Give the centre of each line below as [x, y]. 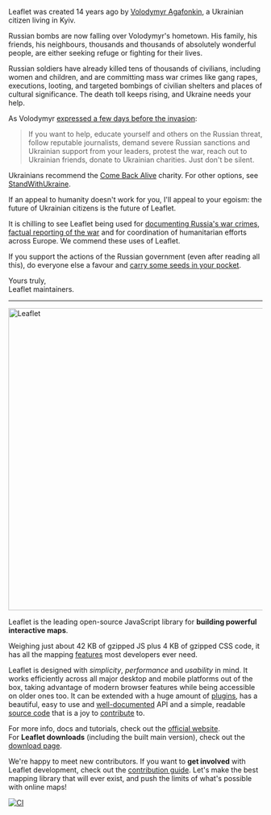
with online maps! [38, 787]
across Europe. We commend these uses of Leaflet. [94, 241]
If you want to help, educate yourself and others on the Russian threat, [145, 134]
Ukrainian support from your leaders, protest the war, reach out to [138, 151]
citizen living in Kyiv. [42, 20]
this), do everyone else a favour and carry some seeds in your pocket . [125, 265]
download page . [35, 746]
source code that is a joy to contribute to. [77, 713]
